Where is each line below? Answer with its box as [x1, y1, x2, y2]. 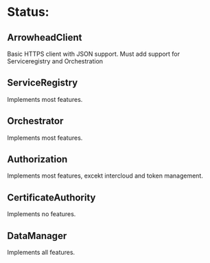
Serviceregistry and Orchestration [7, 57, 104, 65]
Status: [7, 4, 49, 20]
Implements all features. [7, 249, 75, 257]
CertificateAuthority [7, 191, 96, 203]
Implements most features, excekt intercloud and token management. [7, 171, 204, 180]
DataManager [7, 230, 67, 242]
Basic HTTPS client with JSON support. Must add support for [7, 50, 180, 58]
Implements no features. [7, 210, 76, 218]
